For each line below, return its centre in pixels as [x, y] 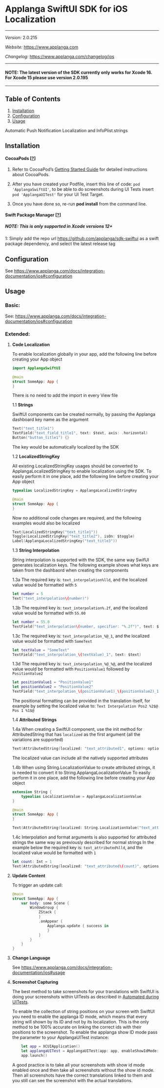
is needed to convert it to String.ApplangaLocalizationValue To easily [81, 772]
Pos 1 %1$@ [23, 711]
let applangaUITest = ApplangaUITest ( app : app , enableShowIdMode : [90, 1051]
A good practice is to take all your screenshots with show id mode [78, 1065]
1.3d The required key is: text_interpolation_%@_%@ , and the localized [82, 664]
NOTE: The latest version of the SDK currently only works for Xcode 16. [79, 72]
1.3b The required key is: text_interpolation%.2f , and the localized [80, 608]
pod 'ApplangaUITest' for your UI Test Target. [58, 194]
